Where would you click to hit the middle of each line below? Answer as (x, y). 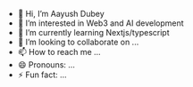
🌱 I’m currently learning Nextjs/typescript (93, 32)
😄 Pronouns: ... (46, 65)
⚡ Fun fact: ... (42, 75)
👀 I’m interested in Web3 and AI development (101, 23)
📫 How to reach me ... (59, 52)
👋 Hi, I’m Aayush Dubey (61, 14)
